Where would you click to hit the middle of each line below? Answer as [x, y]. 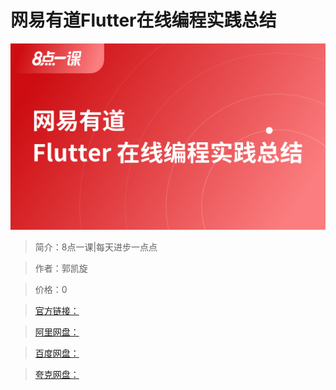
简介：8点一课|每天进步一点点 [96, 247]
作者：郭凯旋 [61, 268]
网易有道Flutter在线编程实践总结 [143, 20]
